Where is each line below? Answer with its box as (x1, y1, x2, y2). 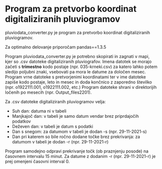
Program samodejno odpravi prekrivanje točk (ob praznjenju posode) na (5, 148, 149, 154)
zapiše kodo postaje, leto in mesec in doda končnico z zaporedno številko (5, 79, 152, 85)
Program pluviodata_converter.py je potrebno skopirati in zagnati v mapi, (5, 53, 150, 59)
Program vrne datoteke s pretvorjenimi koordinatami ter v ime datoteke (5, 74, 146, 80)
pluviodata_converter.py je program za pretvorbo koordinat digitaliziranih (5, 29, 150, 35)
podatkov (12, 118, 31, 124)
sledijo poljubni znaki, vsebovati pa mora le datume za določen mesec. (5, 69, 146, 74)
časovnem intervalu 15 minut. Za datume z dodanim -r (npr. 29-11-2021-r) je (5, 153, 156, 159)
